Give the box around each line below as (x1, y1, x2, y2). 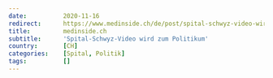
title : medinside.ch (8, 27, 107, 35)
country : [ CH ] (8, 42, 79, 50)
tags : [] (8, 58, 71, 66)
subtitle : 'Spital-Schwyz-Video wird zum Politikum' (8, 34, 209, 43)
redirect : (8, 19, 42, 28)
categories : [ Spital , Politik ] (8, 50, 126, 58)
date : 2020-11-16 (8, 11, 100, 20)
